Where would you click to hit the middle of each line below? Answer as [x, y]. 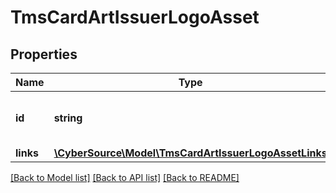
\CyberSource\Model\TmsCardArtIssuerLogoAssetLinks [190, 153]
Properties [44, 54]
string [68, 118]
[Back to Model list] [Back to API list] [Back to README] [125, 177]
